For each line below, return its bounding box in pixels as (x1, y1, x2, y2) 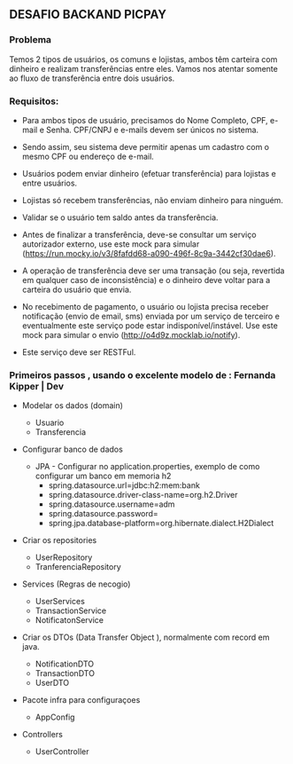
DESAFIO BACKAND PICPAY (9, 7, 166, 22)
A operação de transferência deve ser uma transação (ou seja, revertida (21, 265, 285, 276)
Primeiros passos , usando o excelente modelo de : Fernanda (9, 368, 276, 381)
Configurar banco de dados (21, 444, 124, 455)
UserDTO (35, 678, 70, 689)
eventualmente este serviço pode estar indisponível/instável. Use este (21, 319, 279, 331)
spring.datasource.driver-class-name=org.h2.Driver (48, 490, 238, 500)
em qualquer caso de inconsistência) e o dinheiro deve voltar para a (21, 274, 271, 285)
